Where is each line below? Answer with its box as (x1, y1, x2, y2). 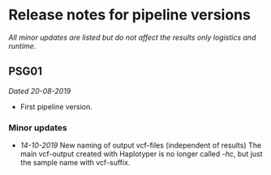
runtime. (8, 41, 37, 50)
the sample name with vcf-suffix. (19, 158, 131, 168)
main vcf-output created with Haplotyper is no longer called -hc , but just (19, 149, 263, 159)
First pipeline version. (19, 101, 92, 111)
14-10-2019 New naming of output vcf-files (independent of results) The (19, 140, 262, 151)
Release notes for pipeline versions (8, 6, 252, 24)
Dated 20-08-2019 (8, 86, 71, 96)
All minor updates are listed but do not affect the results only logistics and (8, 32, 256, 42)
